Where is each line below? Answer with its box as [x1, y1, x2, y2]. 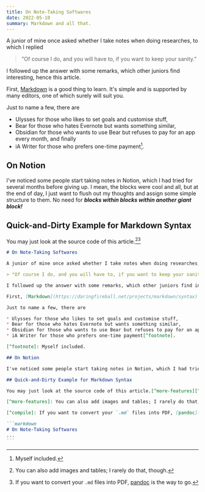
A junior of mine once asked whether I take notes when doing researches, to [6, 37, 198, 45]
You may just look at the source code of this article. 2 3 [6, 237, 142, 245]
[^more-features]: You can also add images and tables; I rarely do [6, 398, 184, 405]
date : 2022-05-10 [6, 15, 51, 21]
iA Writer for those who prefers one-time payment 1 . [15, 142, 145, 150]
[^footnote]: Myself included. [6, 343, 86, 350]
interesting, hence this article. [6, 74, 81, 81]
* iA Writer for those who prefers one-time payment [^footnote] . [6, 332, 176, 339]
